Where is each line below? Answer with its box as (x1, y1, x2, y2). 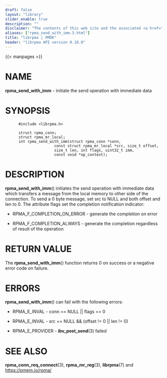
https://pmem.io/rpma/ (5, 368, 52, 374)
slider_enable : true (5, 16, 48, 21)
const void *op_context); (54, 152, 108, 157)
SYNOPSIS (5, 105, 51, 116)
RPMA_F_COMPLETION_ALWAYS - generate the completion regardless (12, 220, 158, 226)
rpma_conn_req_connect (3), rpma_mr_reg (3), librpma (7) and (5, 362, 134, 368)
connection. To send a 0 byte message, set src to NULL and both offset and (5, 196, 161, 202)
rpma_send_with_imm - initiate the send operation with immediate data (5, 87, 152, 93)
